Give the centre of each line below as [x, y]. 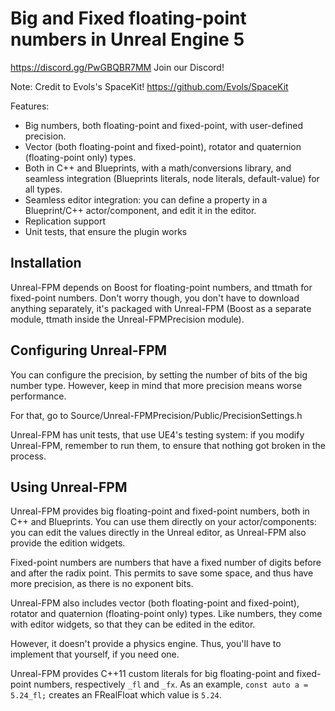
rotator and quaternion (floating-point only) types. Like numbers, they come [166, 614]
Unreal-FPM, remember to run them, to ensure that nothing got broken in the [168, 445]
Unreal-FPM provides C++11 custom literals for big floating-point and [152, 674]
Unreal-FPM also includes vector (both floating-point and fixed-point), [155, 603]
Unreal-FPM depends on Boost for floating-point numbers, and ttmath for [161, 287]
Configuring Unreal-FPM [89, 350]
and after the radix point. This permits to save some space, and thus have [162, 573]
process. [28, 456]
